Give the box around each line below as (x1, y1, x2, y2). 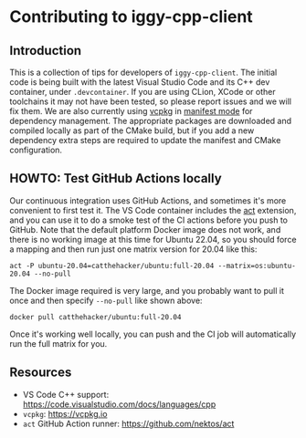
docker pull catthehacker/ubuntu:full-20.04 (9, 312, 182, 321)
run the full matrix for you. (9, 338, 108, 349)
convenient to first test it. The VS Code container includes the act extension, (9, 204, 297, 215)
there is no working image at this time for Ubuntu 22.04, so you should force (9, 234, 297, 245)
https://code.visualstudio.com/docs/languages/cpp (22, 399, 216, 410)
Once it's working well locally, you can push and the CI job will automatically (9, 328, 297, 339)
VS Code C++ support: (22, 389, 110, 400)
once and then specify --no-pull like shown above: (9, 295, 203, 306)
